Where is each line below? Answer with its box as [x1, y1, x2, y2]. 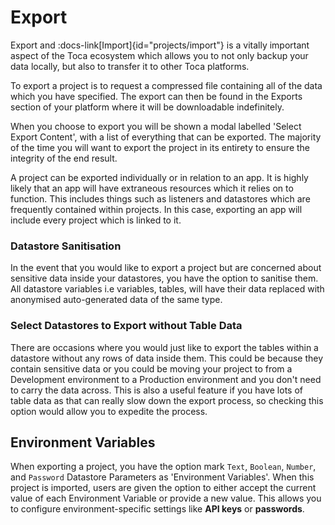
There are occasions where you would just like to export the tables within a [10, 341, 319, 353]
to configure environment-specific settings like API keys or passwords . [10, 503, 305, 515]
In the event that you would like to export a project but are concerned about [10, 262, 322, 274]
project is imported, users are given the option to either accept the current [10, 482, 317, 494]
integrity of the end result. [10, 152, 118, 164]
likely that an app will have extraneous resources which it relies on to [10, 182, 294, 194]
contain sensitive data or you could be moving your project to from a [10, 362, 293, 375]
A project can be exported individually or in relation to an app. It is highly [10, 171, 309, 183]
